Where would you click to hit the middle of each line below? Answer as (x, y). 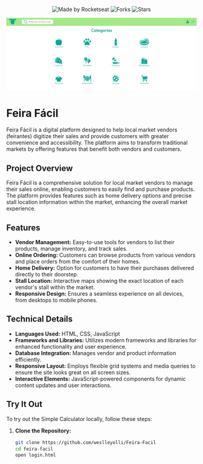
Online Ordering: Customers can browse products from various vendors (105, 255)
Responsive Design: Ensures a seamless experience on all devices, (99, 293)
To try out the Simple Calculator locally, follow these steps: (79, 419)
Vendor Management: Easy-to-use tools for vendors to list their (95, 242)
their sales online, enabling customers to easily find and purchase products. (101, 189)
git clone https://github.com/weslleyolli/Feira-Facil (85, 442)
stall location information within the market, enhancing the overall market (97, 202)
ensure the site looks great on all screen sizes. (73, 372)
